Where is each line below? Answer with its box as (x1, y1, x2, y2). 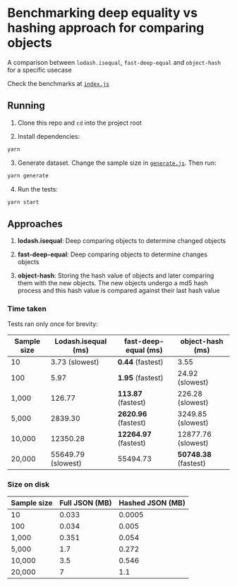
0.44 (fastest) (117, 357, 164, 367)
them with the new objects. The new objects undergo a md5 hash (17, 279, 208, 287)
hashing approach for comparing (7, 20, 205, 36)
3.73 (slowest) (50, 357, 99, 367)
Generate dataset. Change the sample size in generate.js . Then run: (17, 158, 217, 167)
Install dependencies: (17, 132, 80, 140)
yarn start (7, 199, 39, 206)
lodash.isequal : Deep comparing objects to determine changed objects (17, 237, 226, 245)
